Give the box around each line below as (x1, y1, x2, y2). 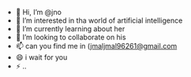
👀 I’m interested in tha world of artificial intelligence (15, 16, 183, 25)
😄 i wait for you (15, 53, 68, 62)
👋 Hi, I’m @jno (15, 8, 62, 16)
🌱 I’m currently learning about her (15, 24, 125, 33)
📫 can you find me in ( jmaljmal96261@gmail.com (15, 42, 178, 50)
